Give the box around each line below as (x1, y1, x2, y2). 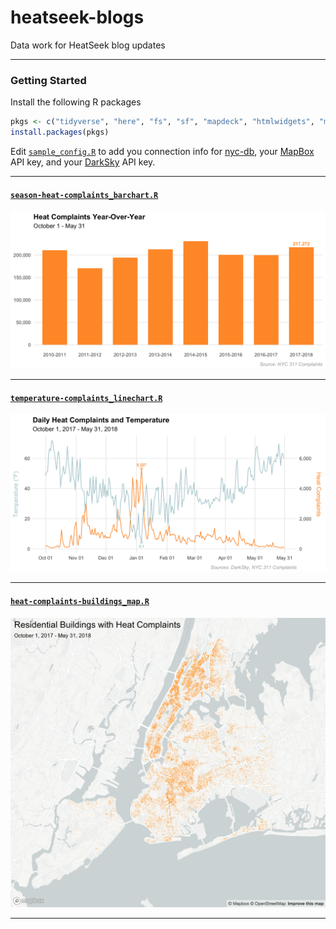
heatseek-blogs (10, 6, 145, 29)
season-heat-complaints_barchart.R (10, 190, 159, 200)
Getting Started (10, 73, 87, 87)
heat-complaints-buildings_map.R (10, 596, 150, 606)
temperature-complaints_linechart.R (10, 393, 163, 403)
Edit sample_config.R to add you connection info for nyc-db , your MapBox (10, 145, 315, 157)
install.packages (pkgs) (10, 127, 110, 138)
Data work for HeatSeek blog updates (10, 39, 166, 51)
